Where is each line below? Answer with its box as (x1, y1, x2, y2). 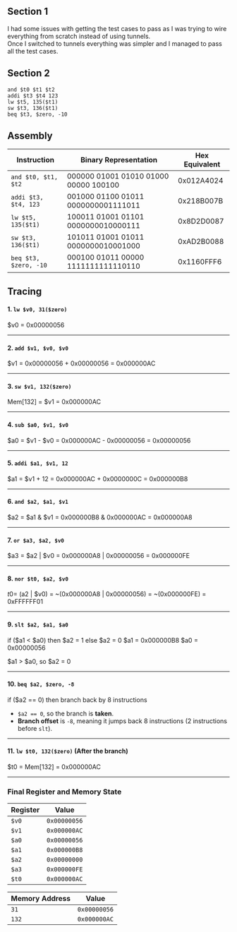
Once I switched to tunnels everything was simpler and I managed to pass (7, 39, 222, 48)
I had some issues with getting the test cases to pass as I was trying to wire (7, 24, 227, 32)
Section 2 (7, 67, 51, 80)
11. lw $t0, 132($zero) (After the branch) (7, 747, 128, 756)
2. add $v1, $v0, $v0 (7, 344, 69, 352)
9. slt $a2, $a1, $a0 (7, 620, 68, 629)
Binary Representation (80, 155, 158, 165)
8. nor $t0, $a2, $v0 (7, 574, 69, 583)
